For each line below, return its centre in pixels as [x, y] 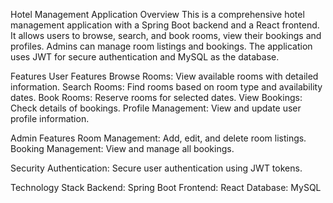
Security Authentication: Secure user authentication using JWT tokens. [156, 168]
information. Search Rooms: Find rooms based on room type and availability [166, 87]
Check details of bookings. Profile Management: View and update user [156, 108]
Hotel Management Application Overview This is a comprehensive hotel [157, 14]
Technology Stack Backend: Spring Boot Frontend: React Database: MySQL [166, 187]
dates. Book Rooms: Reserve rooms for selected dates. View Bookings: [156, 97]
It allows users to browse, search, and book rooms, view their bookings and [166, 35]
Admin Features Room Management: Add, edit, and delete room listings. [158, 138]
